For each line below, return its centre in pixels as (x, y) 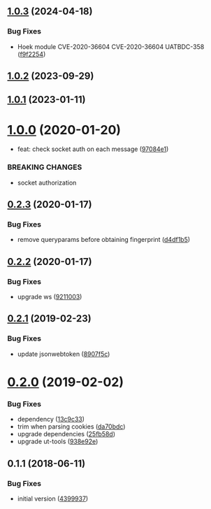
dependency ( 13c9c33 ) (51, 420)
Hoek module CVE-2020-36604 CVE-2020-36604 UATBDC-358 (111, 46)
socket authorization (47, 182)
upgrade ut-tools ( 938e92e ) (58, 442)
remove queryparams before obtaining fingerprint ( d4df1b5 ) (104, 240)
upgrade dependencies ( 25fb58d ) (66, 434)
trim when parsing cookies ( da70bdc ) (71, 426)
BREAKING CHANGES (45, 167)
